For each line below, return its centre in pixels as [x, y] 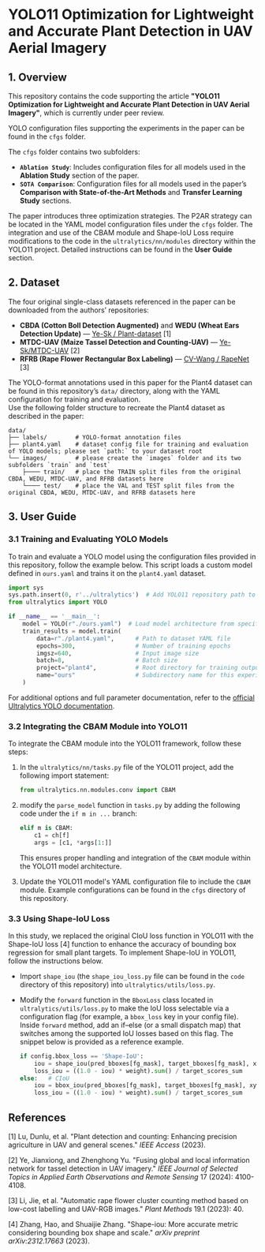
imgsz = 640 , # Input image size [118, 653]
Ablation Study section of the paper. [79, 176]
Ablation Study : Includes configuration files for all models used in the [132, 167]
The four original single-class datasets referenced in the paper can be [122, 301]
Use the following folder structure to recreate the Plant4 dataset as [117, 407]
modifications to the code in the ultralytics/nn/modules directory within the [132, 241]
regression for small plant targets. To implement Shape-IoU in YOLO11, [122, 952]
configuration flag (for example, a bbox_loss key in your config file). [129, 1016]
